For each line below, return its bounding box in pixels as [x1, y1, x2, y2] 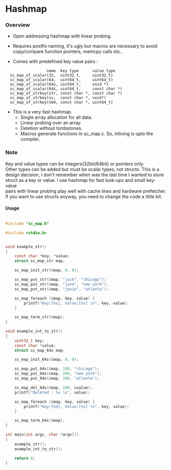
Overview [5, 22, 30, 29]
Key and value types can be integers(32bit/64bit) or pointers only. [5, 160, 144, 167]
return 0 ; [14, 456, 36, 461]
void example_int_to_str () [5, 329, 63, 334]
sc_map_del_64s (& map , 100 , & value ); [14, 385, 93, 390]
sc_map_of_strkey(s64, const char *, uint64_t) [10, 100, 114, 105]
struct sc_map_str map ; [14, 258, 66, 264]
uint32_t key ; [14, 338, 45, 343]
